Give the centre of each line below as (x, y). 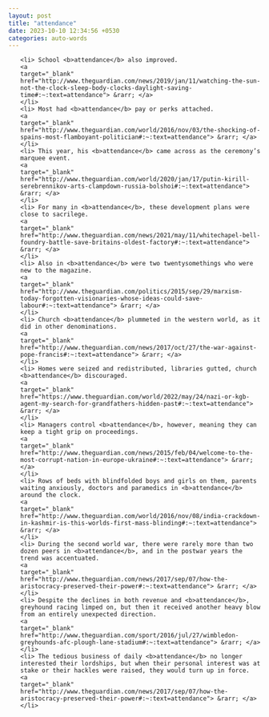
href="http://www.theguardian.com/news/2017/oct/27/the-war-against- (139, 348)
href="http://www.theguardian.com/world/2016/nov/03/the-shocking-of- (140, 130)
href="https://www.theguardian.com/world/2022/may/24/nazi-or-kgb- (134, 397)
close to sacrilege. (54, 215)
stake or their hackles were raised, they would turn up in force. (134, 670)
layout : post (30, 16)
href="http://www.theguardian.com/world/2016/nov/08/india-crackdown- (140, 516)
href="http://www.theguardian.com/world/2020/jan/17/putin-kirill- (134, 180)
